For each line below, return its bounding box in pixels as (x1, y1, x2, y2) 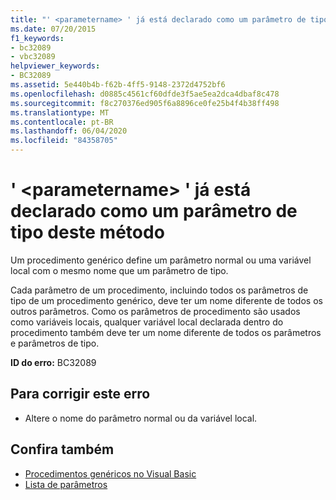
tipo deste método (10, 221, 165, 244)
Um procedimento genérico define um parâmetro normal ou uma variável (10, 254, 312, 266)
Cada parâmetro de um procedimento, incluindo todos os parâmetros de (10, 284, 309, 296)
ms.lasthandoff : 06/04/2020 (10, 126, 128, 136)
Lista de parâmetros (24, 478, 108, 490)
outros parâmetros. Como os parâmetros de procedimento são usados (10, 305, 301, 317)
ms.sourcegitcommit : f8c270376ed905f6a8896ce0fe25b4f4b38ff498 (10, 98, 280, 108)
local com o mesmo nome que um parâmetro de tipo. (10, 264, 229, 276)
